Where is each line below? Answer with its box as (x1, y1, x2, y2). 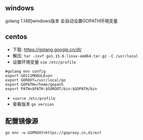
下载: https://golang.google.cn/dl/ (12, 46, 82, 52)
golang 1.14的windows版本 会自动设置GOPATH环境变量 (5, 17, 118, 24)
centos (5, 32, 27, 41)
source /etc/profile (12, 96, 55, 101)
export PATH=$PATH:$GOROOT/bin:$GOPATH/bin (5, 86, 97, 91)
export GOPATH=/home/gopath (5, 82, 64, 87)
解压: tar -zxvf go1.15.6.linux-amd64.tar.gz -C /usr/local (12, 52, 138, 59)
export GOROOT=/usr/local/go (5, 77, 66, 83)
